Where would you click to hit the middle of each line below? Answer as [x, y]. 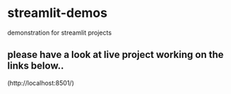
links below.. [36, 66]
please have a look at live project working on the [115, 55]
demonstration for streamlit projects [59, 33]
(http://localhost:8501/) [41, 83]
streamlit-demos [58, 13]
